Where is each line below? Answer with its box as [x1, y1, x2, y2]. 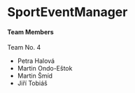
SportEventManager [7, 4, 128, 20]
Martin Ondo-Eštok [17, 64, 73, 73]
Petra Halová [17, 57, 55, 65]
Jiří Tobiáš [17, 79, 48, 87]
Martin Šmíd [17, 71, 53, 80]
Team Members [7, 27, 54, 36]
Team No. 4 [7, 43, 41, 52]
